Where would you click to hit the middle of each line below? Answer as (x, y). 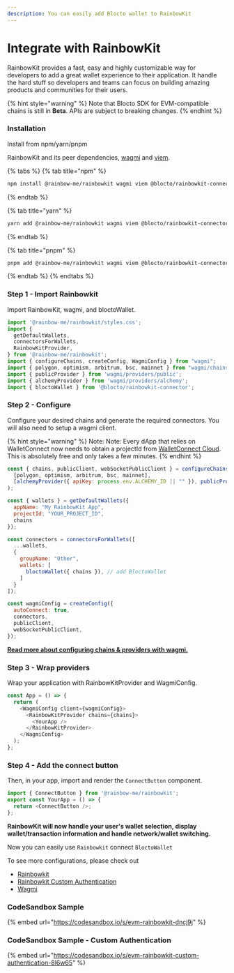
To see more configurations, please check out (73, 860)
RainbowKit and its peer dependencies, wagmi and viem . (89, 157)
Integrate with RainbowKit (84, 48)
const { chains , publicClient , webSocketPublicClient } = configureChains (118, 469)
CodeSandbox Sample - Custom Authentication (89, 940)
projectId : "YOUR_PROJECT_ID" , (59, 513)
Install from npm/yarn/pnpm (47, 144)
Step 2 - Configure (39, 405)
